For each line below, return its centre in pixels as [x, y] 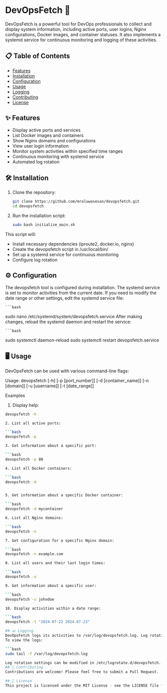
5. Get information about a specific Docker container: [64, 495]
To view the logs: [24, 640]
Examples [15, 395]
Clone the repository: [34, 192]
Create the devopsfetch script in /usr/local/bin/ [60, 249]
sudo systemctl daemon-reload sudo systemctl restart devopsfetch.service [82, 340]
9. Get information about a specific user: [51, 585]
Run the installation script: [39, 216]
